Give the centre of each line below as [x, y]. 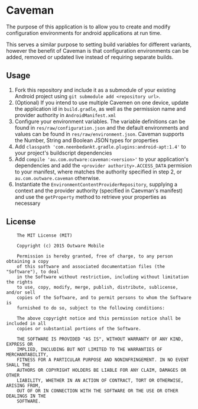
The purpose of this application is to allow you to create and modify [88, 27]
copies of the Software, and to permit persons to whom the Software [104, 297]
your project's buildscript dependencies [63, 153]
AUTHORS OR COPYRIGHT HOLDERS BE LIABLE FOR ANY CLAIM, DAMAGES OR [101, 370]
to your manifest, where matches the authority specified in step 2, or [98, 172]
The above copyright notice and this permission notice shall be [99, 318]
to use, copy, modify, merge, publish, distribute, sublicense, [98, 287]
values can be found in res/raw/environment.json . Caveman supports [99, 134]
